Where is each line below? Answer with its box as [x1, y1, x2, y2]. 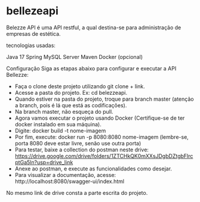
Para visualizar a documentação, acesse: [14, 171, 116, 178]
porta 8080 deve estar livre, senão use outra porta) [14, 139, 141, 147]
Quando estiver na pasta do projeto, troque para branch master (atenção [14, 95, 194, 102]
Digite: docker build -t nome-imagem [14, 127, 106, 134]
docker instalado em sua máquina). [14, 120, 101, 128]
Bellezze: [6, 71, 29, 78]
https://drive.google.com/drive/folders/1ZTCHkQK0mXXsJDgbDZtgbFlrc [14, 152, 193, 159]
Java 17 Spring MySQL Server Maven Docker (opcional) [6, 53, 143, 60]
